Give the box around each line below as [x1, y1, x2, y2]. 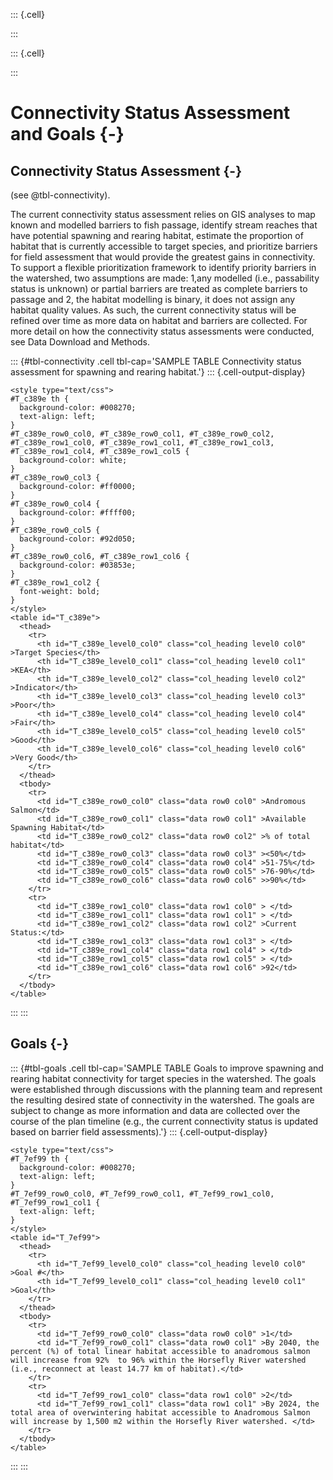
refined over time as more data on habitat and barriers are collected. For [10, 315, 308, 326]
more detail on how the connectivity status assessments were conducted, [10, 325, 315, 337]
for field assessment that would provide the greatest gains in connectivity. [10, 251, 316, 263]
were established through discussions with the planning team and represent [10, 1083, 323, 1095]
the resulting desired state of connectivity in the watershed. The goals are [10, 1094, 315, 1106]
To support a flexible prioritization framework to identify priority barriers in [10, 262, 317, 273]
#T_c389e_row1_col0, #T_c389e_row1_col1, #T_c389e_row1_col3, [10, 438, 275, 448]
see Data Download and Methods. [10, 336, 151, 348]
